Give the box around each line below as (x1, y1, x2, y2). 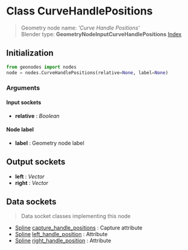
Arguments (6, 84, 40, 92)
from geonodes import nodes (6, 64, 77, 70)
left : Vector (14, 173, 45, 180)
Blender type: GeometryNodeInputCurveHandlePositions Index (20, 30, 182, 37)
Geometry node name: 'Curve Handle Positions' (20, 24, 140, 31)
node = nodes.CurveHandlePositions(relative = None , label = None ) (6, 69, 169, 76)
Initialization (6, 48, 54, 58)
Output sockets (6, 157, 66, 167)
